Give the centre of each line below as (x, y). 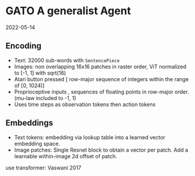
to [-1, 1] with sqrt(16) (40, 73)
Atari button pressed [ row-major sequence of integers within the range (101, 79)
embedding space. (37, 143)
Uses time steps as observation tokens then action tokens (85, 104)
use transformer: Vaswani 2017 (43, 168)
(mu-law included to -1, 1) (45, 98)
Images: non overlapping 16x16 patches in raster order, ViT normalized (100, 66)
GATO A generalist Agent (68, 11)
